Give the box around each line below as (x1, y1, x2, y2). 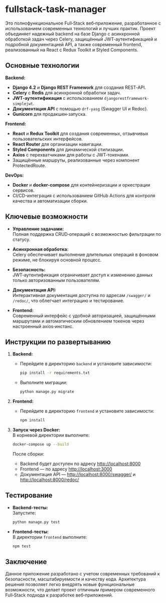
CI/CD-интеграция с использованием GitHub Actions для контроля (12, 192, 155, 199)
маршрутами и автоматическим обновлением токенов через (12, 318, 144, 324)
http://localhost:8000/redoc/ (20, 477, 79, 483)
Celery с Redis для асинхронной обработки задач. (12, 89, 121, 96)
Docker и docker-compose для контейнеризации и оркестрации (12, 182, 150, 188)
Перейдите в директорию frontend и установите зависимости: (20, 408, 154, 414)
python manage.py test (12, 519, 60, 525)
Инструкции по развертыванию (5, 338, 111, 346)
